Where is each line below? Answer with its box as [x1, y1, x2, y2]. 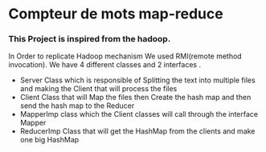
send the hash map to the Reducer [19, 101, 135, 110]
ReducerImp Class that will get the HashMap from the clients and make [19, 126, 256, 136]
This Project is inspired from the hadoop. [8, 34, 171, 45]
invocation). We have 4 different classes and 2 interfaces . [8, 60, 202, 70]
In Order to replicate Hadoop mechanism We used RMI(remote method [8, 51, 243, 61]
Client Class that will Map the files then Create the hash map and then [19, 93, 252, 102]
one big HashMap [19, 135, 80, 145]
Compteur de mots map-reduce [8, 5, 223, 23]
